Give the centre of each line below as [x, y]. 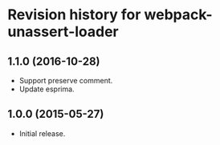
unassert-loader [63, 32]
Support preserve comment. [66, 81]
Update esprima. [47, 89]
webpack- [179, 15]
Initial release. [42, 133]
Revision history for [74, 15]
